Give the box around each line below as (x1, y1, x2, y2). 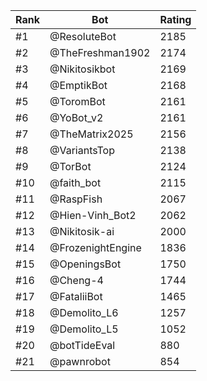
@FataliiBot (49, 290, 103, 303)
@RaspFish (49, 192, 103, 206)
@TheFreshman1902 (49, 46, 151, 59)
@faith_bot (49, 176, 102, 189)
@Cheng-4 (49, 274, 104, 287)
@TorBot (49, 160, 92, 173)
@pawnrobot (49, 355, 111, 368)
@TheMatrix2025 (49, 127, 134, 141)
